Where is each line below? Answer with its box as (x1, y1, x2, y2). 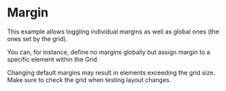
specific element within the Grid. (7, 55, 100, 63)
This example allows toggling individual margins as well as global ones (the (7, 27, 220, 36)
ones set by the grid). (7, 34, 68, 42)
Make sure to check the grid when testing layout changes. (7, 75, 172, 83)
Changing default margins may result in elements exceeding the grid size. (7, 68, 216, 77)
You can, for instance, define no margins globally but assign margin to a (7, 48, 211, 56)
